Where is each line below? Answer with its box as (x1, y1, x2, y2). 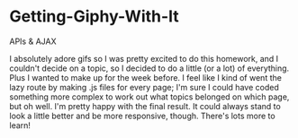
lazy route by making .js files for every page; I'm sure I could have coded (9, 82, 279, 92)
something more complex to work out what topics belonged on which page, (9, 91, 290, 102)
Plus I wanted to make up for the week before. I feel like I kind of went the (9, 72, 282, 82)
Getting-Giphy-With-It (9, 6, 180, 27)
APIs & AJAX (9, 36, 57, 47)
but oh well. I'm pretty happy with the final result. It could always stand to (9, 100, 281, 111)
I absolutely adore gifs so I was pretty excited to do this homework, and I (9, 53, 279, 64)
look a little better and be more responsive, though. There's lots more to (9, 110, 276, 121)
